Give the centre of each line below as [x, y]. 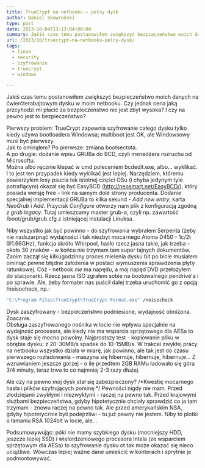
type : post [20, 23]
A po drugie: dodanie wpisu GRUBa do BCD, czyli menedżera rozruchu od [99, 154]
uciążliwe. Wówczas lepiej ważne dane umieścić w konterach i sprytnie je [99, 452]
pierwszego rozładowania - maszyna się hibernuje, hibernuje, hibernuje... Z [101, 357]
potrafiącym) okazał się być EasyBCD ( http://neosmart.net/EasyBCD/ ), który [102, 186]
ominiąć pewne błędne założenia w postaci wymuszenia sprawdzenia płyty [101, 263]
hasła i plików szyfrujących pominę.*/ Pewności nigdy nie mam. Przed [95, 388]
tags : [13, 46]
